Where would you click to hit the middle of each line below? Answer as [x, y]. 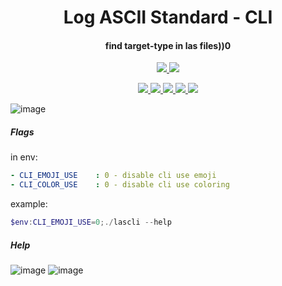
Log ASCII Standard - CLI [168, 17]
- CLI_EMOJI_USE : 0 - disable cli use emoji [113, 176]
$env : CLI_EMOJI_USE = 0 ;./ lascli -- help [91, 222]
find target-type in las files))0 [168, 45]
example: [29, 204]
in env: [24, 157]
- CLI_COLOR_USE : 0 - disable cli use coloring [120, 185]
